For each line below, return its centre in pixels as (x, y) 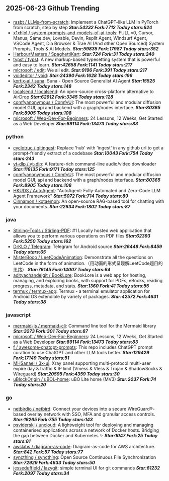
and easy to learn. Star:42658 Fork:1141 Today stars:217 (73, 65)
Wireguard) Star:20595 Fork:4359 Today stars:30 (66, 374)
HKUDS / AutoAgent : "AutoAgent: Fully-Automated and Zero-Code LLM (87, 190)
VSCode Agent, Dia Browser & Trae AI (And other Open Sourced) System (89, 44)
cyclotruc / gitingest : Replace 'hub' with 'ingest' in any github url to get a (88, 147)
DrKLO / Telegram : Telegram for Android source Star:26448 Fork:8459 (88, 247)
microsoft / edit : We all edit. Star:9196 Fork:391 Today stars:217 (80, 70)
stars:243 (24, 158)
